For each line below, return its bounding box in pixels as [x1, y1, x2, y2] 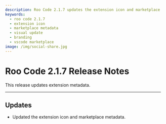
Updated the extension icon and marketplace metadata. [12, 114, 126, 120]
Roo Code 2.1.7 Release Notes [5, 65, 129, 77]
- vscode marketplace [9, 40, 54, 45]
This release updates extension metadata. [5, 82, 90, 88]
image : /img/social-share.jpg [5, 44, 68, 49]
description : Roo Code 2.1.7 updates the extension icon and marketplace [5, 7, 161, 12]
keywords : [5, 12, 26, 17]
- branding [9, 35, 32, 40]
